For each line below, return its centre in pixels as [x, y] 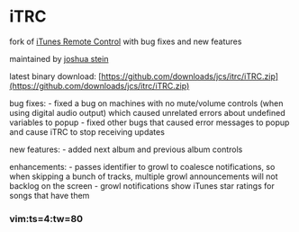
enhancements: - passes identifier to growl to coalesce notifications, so [142, 166]
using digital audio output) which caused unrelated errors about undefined [147, 112]
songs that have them [50, 195]
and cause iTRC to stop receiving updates [87, 131]
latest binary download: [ [55, 76]
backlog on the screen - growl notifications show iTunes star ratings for [142, 185]
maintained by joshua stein [59, 58]
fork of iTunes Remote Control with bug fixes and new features [126, 41]
